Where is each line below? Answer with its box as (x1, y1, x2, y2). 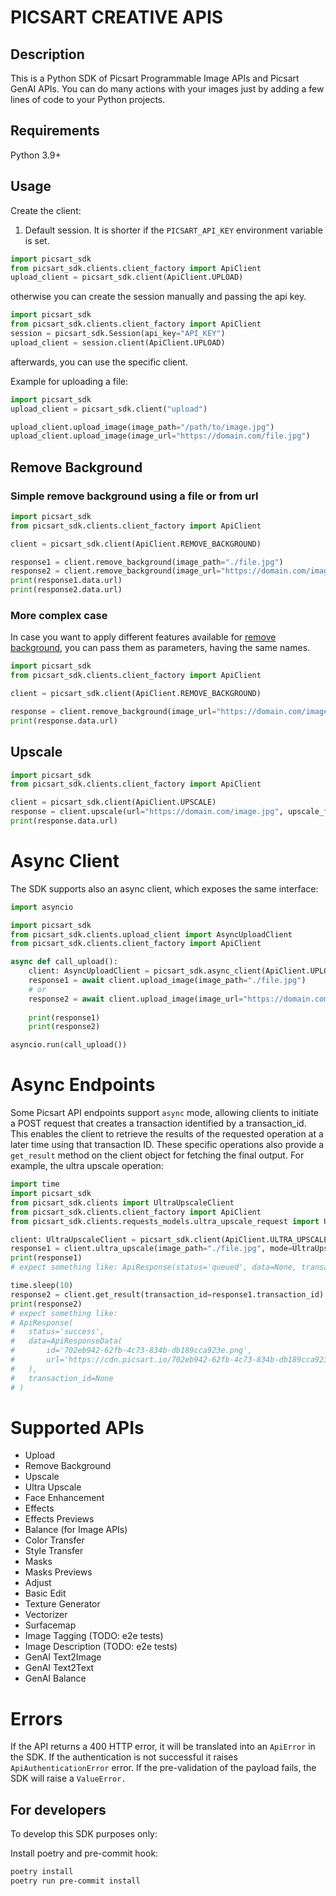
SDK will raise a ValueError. (10, 1772, 127, 1785)
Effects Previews (24, 1513, 95, 1525)
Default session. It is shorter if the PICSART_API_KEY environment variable (24, 224, 323, 236)
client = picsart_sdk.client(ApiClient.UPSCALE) (10, 797, 217, 808)
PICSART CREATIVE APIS (10, 6, 224, 29)
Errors (10, 1707, 63, 1730)
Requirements (10, 122, 100, 140)
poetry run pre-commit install (10, 1876, 141, 1886)
